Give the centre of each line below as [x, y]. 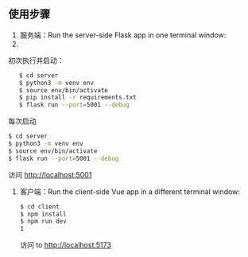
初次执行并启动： [36, 60]
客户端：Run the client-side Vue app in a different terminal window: [130, 191]
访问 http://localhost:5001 [50, 174]
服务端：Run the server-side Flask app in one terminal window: [123, 35]
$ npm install [43, 214]
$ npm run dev [43, 221]
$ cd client [39, 206]
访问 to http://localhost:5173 [65, 245]
